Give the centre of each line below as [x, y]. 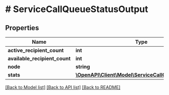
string [83, 67]
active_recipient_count [36, 50]
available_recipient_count [39, 59]
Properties [22, 28]
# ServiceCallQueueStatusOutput [77, 9]
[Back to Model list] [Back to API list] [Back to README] [63, 87]
